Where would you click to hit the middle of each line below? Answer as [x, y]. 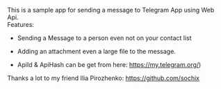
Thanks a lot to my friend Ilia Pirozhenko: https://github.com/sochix [104, 78]
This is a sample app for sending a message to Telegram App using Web [111, 10]
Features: [21, 24]
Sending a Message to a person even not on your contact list [105, 38]
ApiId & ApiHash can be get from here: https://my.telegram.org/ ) [109, 65]
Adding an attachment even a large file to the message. [96, 51]
